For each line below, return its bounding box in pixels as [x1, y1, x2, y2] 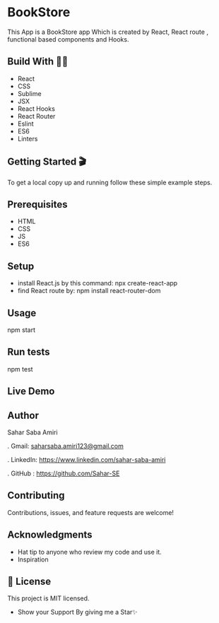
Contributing [7, 490, 65, 502]
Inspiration [17, 555, 49, 564]
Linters [17, 134, 38, 143]
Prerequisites [7, 198, 68, 210]
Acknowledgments [7, 529, 93, 541]
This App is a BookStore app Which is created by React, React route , [7, 28, 208, 36]
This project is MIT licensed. [7, 594, 90, 603]
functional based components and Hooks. [7, 35, 129, 43]
